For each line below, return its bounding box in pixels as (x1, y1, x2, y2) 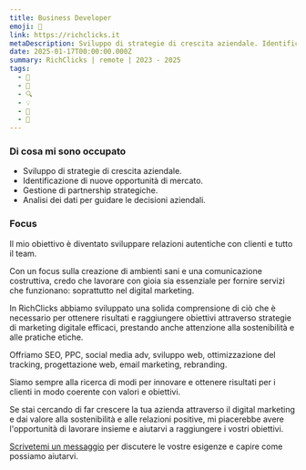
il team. (9, 248, 37, 259)
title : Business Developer (9, 13, 112, 23)
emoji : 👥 (9, 22, 43, 31)
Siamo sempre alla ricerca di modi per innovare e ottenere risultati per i (9, 376, 276, 387)
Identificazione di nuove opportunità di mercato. (22, 175, 203, 187)
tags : (9, 65, 30, 74)
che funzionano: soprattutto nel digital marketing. (9, 284, 195, 296)
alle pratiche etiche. (9, 332, 84, 342)
